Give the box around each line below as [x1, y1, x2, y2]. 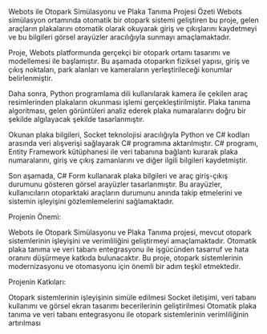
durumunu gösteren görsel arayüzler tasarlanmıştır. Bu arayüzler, [8, 179, 223, 189]
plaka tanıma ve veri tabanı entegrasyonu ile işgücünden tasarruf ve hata [8, 244, 249, 254]
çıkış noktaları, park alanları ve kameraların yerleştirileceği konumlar [8, 65, 233, 74]
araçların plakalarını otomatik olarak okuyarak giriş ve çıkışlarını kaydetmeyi [8, 24, 257, 33]
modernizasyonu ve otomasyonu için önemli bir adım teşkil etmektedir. [8, 262, 241, 271]
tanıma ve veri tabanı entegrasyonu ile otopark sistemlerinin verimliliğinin [8, 310, 249, 319]
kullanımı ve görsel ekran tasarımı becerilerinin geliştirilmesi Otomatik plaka [8, 301, 257, 311]
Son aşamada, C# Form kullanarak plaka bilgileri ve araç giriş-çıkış [8, 171, 229, 180]
